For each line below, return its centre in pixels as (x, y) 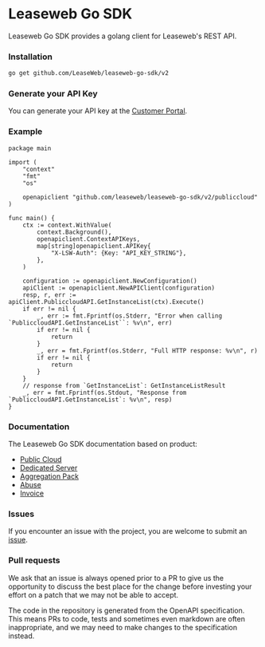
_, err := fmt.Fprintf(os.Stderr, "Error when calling (130, 316)
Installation (31, 57)
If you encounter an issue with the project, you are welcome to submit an (128, 531)
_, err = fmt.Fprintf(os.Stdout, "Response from (105, 393)
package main (30, 148)
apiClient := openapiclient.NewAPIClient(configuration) (119, 288)
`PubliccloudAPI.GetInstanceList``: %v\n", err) (90, 323)
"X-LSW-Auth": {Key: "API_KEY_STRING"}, (119, 253)
